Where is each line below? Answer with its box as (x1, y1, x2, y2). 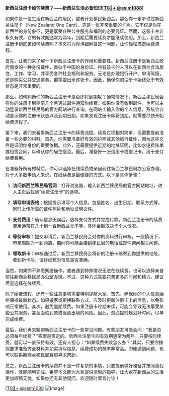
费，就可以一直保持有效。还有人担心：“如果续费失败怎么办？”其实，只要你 (5, 340, 159, 345)
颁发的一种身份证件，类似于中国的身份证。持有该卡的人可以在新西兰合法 (9, 64, 159, 70)
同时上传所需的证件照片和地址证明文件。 (12, 206, 97, 212)
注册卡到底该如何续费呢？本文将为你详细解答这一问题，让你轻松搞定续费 (5, 41, 155, 47)
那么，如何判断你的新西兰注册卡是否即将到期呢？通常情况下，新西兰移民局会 (5, 94, 164, 100)
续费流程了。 (5, 119, 32, 125)
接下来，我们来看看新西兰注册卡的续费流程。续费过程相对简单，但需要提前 (5, 129, 159, 136)
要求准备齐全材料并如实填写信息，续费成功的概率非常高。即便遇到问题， (9, 346, 159, 352)
